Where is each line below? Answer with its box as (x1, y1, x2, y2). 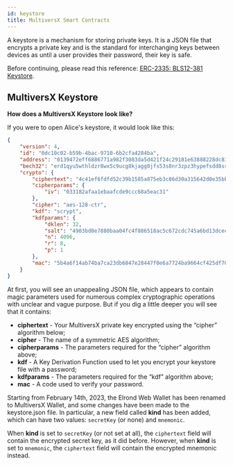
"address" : (19, 156, 51, 163)
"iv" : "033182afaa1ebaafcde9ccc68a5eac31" (44, 188, 169, 195)
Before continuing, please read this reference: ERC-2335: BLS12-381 (7, 64, 203, 72)
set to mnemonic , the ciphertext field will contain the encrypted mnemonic (7, 443, 217, 452)
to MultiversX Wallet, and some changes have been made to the (7, 400, 190, 409)
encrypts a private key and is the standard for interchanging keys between (7, 43, 220, 51)
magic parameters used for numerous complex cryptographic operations (7, 293, 216, 301)
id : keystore (7, 10, 45, 17)
